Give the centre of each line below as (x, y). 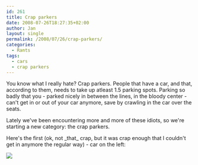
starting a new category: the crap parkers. (58, 127)
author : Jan (21, 28)
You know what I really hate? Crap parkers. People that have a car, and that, (99, 84)
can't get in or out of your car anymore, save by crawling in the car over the (99, 103)
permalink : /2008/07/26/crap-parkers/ (54, 39)
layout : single (25, 34)
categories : (21, 45)
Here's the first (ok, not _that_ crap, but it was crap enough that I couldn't (96, 138)
